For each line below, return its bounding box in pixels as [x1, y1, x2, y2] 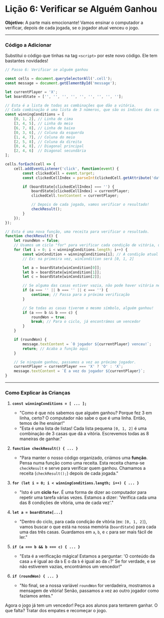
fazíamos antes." [19, 593, 53, 599]
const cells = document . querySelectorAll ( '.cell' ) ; [5, 76, 112, 81]
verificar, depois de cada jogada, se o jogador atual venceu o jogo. [5, 24, 140, 30]
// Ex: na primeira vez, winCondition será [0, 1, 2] [22, 256, 134, 261]
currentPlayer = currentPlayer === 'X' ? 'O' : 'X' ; [14, 364, 123, 369]
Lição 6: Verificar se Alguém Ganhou [5, 3, 157, 15]
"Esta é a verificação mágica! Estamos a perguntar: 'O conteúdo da [19, 553, 155, 559]
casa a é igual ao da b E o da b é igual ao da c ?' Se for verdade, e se [19, 558, 156, 564]
